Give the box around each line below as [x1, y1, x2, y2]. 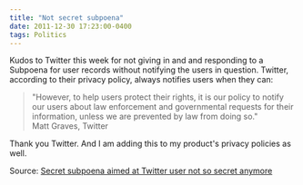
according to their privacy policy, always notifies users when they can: [9, 74, 274, 85]
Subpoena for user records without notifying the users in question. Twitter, [9, 64, 289, 75]
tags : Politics [9, 30, 67, 39]
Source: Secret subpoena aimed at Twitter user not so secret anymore [9, 165, 273, 177]
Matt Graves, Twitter [31, 121, 109, 131]
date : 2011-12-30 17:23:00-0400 [9, 22, 132, 31]
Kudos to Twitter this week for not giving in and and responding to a [9, 55, 264, 66]
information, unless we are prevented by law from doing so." [31, 111, 258, 122]
